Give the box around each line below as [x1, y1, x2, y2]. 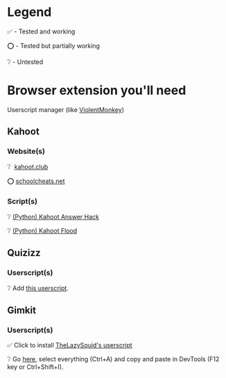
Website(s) [7, 147, 45, 157]
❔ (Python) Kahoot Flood [7, 226, 78, 235]
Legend [7, 4, 52, 20]
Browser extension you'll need [7, 83, 186, 98]
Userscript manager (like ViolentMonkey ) [7, 105, 125, 113]
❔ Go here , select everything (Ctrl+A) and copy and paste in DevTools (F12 [7, 355, 220, 363]
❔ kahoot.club [7, 162, 49, 171]
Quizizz [7, 247, 41, 259]
